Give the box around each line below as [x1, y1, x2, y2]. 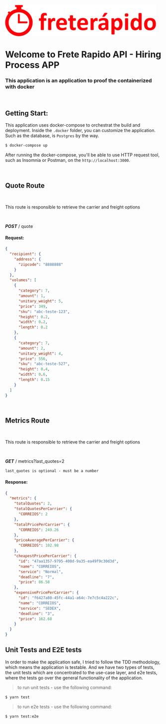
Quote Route [5, 181, 45, 190]
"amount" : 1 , [18, 293, 46, 298]
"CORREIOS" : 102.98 [18, 543, 59, 548]
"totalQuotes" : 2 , [14, 501, 52, 506]
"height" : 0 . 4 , [18, 367, 50, 372]
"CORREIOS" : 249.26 [18, 527, 59, 532]
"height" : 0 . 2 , [18, 314, 50, 319]
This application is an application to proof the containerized [5, 77, 152, 84]
